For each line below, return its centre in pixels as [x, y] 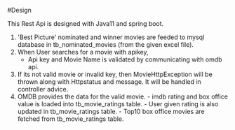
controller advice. [43, 89]
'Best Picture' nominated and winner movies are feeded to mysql [111, 37]
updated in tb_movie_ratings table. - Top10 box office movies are [111, 111]
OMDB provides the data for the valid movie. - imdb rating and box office [122, 96]
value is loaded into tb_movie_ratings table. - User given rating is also [118, 104]
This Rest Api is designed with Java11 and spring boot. [86, 23]
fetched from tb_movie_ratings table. [70, 119]
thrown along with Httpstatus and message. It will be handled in [109, 82]
